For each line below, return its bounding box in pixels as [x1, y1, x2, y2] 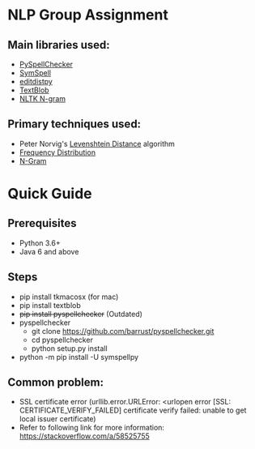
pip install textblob [19, 300, 82, 310]
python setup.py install [31, 343, 108, 353]
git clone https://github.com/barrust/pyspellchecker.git [31, 326, 215, 336]
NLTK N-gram [19, 94, 66, 103]
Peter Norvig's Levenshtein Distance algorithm [19, 139, 176, 148]
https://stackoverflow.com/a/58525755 [19, 431, 151, 441]
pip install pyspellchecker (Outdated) [19, 309, 143, 319]
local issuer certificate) [19, 414, 96, 424]
